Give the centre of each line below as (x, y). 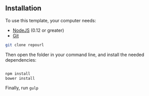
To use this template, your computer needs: (51, 20)
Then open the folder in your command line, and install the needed (75, 55)
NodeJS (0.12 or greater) (38, 30)
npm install (18, 74)
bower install (20, 78)
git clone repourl (25, 45)
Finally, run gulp (22, 88)
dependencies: (21, 60)
